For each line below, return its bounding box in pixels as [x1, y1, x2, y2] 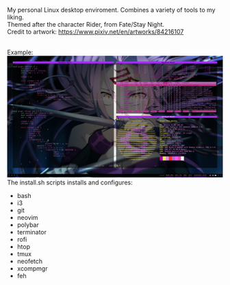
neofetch [16, 257, 43, 265]
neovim [16, 213, 38, 221]
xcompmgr [16, 264, 48, 273]
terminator [16, 227, 47, 236]
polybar [16, 221, 39, 229]
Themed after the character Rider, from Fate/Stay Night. [7, 21, 165, 28]
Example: [7, 48, 34, 56]
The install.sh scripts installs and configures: [7, 178, 133, 186]
